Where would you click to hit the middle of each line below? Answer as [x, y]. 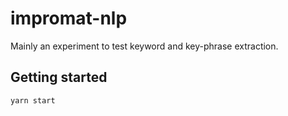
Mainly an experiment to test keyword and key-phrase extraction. [144, 46]
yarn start [33, 100]
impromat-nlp [69, 18]
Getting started [59, 77]
